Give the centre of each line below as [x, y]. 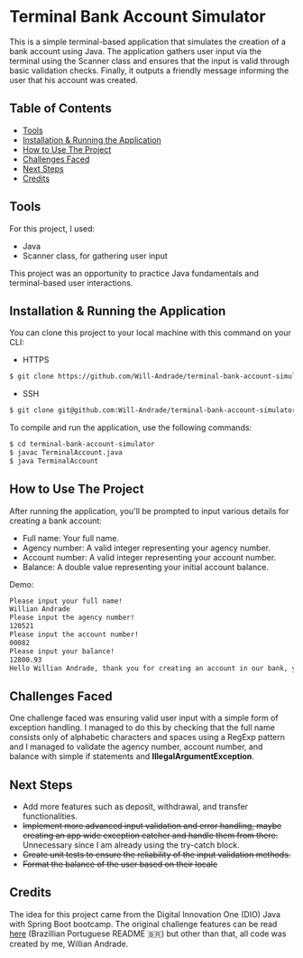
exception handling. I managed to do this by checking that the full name [142, 728]
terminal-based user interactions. [71, 283]
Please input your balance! [62, 651]
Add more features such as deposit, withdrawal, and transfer [135, 807]
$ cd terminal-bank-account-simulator [82, 445]
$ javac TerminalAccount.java [66, 453]
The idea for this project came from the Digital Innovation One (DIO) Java [145, 914]
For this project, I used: [52, 229]
